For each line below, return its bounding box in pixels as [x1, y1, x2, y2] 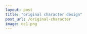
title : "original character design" [5, 12, 82, 17]
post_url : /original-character [5, 16, 71, 21]
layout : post [5, 7, 33, 12]
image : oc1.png [5, 21, 37, 26]
